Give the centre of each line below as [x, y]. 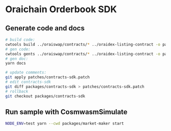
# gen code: [18, 49]
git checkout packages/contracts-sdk [45, 96]
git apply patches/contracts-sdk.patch [48, 77]
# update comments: [26, 73]
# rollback [17, 91]
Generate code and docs [45, 28]
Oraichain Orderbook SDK [61, 9]
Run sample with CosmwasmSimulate [66, 112]
